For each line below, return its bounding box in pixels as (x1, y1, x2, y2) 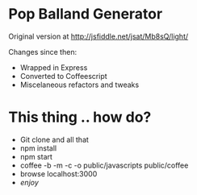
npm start (19, 151, 52, 161)
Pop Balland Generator (8, 5, 163, 23)
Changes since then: (8, 47, 78, 56)
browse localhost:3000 (19, 168, 98, 178)
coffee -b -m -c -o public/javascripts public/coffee (19, 160, 189, 170)
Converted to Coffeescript (19, 71, 107, 81)
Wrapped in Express (19, 62, 88, 73)
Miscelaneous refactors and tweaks (19, 80, 140, 89)
